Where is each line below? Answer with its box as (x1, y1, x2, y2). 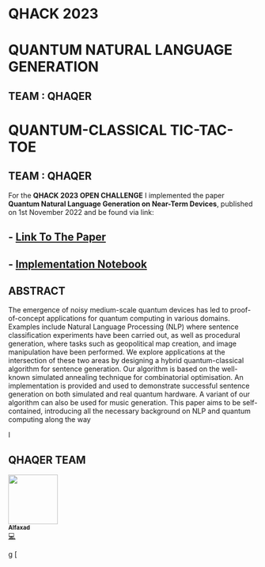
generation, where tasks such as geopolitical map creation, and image (8, 339, 237, 349)
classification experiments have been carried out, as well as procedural (8, 331, 240, 340)
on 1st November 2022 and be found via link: (8, 207, 154, 216)
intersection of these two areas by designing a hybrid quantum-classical (8, 356, 244, 366)
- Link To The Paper (8, 231, 107, 244)
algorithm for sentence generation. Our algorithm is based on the (8, 364, 220, 374)
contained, (8, 406, 44, 416)
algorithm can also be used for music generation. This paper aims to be (8, 398, 241, 408)
